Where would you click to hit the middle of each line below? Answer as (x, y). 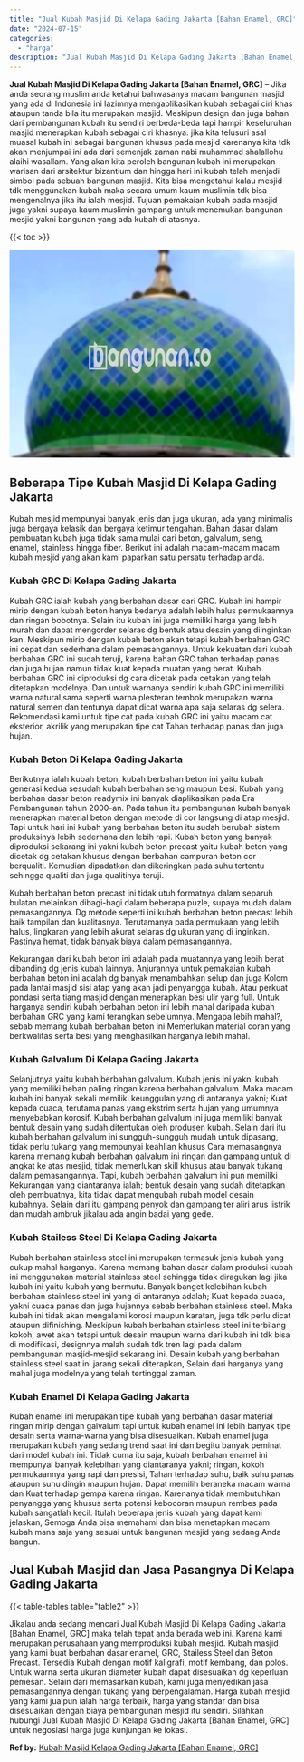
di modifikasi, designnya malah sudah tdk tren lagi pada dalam (126, 1344)
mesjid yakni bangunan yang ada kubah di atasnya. (105, 220)
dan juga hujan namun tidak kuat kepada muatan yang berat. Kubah (135, 668)
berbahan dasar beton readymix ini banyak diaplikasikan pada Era (132, 798)
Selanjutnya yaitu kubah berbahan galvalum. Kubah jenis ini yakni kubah (144, 1079)
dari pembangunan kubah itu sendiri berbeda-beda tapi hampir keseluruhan (151, 123)
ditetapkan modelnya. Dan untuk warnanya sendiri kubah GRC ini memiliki (147, 687)
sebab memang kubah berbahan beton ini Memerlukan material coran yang (150, 1026)
